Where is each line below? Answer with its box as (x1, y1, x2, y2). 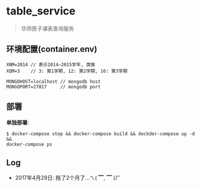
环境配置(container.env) (6, 44, 97, 55)
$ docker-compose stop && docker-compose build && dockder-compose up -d (6, 130, 196, 136)
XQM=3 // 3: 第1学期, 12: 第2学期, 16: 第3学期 (6, 68, 128, 74)
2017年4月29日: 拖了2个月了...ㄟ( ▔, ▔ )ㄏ (14, 174, 121, 182)
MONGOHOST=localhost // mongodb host (6, 78, 101, 85)
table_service (6, 4, 76, 18)
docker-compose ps (6, 141, 52, 147)
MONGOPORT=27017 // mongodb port (6, 84, 101, 90)
